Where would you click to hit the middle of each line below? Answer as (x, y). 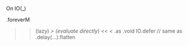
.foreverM (18, 20)
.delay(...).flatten (55, 37)
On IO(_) (16, 8)
